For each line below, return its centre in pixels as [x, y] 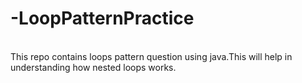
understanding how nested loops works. [93, 67]
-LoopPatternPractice [102, 18]
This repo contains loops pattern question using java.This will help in [151, 56]
